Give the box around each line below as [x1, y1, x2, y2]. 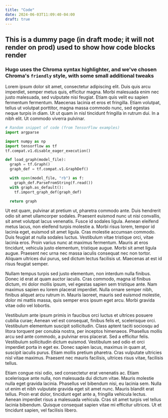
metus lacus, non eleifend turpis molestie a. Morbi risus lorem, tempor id [5, 224, 155, 230]
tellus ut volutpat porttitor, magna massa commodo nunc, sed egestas [5, 105, 150, 111]
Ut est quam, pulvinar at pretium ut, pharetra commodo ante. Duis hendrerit [5, 207, 161, 214]
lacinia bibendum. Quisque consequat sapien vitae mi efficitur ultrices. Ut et [5, 402, 162, 408]
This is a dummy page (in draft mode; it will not [5, 35, 154, 44]
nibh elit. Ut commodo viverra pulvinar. [5, 116, 85, 122]
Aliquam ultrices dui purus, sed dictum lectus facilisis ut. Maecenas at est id [5, 256, 162, 262]
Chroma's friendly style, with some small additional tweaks [5, 72, 154, 79]
